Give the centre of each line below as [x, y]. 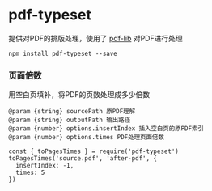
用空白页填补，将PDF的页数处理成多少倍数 [79, 95]
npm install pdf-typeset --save [63, 53]
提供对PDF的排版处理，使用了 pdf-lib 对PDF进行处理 [96, 38]
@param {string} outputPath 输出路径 [70, 120]
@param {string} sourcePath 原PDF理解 [72, 112]
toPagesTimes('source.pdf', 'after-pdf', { [83, 159]
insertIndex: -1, [45, 166]
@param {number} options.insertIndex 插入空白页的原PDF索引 [106, 129]
